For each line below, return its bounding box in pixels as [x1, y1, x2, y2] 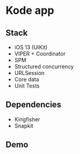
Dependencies [5, 100, 61, 110]
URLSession [14, 69, 45, 76]
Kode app [5, 4, 55, 18]
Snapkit [14, 122, 34, 129]
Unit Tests [14, 82, 40, 89]
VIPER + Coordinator [14, 50, 66, 57]
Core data [14, 76, 40, 83]
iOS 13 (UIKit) [14, 43, 48, 51]
